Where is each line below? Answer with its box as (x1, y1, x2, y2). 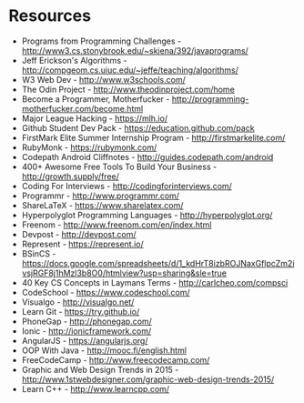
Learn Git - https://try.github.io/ (21, 306, 140, 317)
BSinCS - (21, 247, 56, 259)
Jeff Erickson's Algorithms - (21, 55, 127, 65)
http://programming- (171, 93, 249, 105)
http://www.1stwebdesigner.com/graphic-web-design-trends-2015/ (21, 374, 275, 385)
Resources (8, 5, 92, 26)
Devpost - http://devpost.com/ (21, 228, 137, 239)
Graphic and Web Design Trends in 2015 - (21, 364, 179, 375)
